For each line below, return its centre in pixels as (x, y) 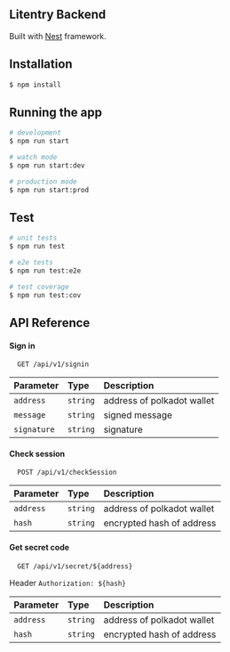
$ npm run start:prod (49, 190)
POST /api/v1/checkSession (67, 473)
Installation (41, 65)
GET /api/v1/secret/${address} (75, 566)
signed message (138, 415)
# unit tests (33, 238)
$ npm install (36, 85)
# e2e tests (31, 263)
